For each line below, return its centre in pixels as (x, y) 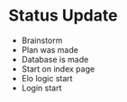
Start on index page (58, 69)
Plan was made (50, 49)
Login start (41, 88)
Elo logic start (47, 78)
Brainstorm (42, 40)
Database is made (55, 59)
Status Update (63, 16)
